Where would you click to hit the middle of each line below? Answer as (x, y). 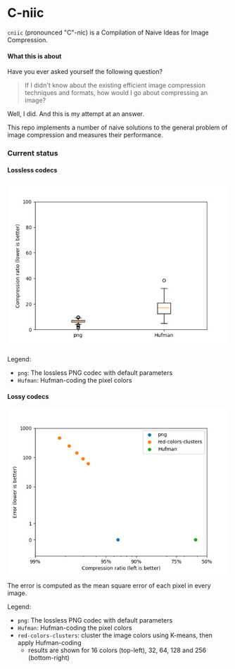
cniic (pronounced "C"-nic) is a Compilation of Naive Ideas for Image (108, 32)
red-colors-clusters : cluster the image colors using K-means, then (115, 635)
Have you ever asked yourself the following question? (85, 72)
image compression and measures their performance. (85, 135)
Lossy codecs (28, 396)
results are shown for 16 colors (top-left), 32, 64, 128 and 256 (117, 650)
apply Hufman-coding (49, 643)
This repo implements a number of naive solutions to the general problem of (118, 127)
